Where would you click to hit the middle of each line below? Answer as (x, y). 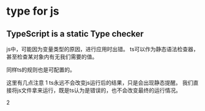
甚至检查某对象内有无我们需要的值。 (52, 57)
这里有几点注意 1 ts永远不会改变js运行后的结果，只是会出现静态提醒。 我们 (100, 83)
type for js (33, 11)
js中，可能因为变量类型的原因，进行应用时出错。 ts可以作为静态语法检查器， (102, 49)
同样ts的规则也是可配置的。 (41, 70)
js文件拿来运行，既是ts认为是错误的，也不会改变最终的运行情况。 (99, 90)
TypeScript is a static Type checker (75, 34)
